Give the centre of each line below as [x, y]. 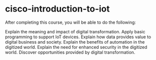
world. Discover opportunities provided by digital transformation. [70, 52]
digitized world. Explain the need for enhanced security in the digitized [76, 47]
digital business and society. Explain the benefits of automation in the [75, 42]
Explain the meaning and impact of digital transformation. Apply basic [75, 31]
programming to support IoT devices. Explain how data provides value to [78, 37]
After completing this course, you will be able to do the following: [70, 22]
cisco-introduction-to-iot [57, 9]
